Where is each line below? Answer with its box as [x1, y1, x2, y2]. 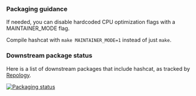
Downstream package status [6, 52, 92, 60]
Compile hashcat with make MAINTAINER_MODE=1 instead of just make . [6, 37, 172, 44]
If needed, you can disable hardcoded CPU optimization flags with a [6, 19, 175, 26]
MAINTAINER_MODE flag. [6, 25, 70, 32]
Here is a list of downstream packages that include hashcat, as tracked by [6, 65, 191, 72]
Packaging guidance [6, 5, 68, 13]
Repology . [6, 71, 31, 79]
